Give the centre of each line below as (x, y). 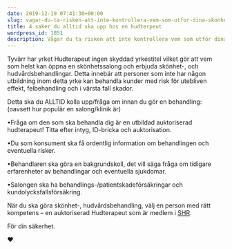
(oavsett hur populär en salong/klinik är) (64, 109)
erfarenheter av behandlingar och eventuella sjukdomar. (87, 172)
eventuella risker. (31, 151)
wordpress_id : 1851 (35, 33)
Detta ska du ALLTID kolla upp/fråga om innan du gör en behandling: (105, 102)
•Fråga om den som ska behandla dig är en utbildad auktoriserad (100, 122)
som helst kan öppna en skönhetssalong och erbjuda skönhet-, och (103, 66)
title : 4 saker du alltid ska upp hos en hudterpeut (85, 26)
